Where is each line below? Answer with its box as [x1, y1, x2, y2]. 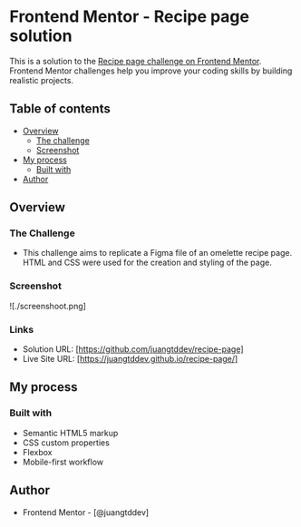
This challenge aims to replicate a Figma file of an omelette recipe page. [22, 248, 293, 259]
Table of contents [9, 102, 111, 117]
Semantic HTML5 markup [22, 427, 119, 438]
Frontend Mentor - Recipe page [9, 6, 249, 27]
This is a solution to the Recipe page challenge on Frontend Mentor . [9, 55, 262, 66]
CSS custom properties [22, 437, 111, 448]
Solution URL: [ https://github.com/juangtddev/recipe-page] [22, 344, 244, 355]
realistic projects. [9, 74, 74, 85]
